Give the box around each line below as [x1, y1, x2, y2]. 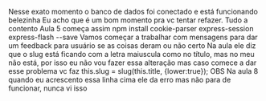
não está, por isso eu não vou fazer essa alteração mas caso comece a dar [8, 58, 257, 67]
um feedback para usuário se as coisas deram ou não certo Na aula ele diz [8, 41, 256, 50]
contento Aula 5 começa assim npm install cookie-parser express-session [8, 24, 254, 33]
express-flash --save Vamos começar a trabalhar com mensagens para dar [8, 32, 259, 42]
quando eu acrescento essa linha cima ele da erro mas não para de [8, 75, 231, 84]
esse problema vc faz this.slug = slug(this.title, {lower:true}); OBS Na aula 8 [8, 67, 259, 75]
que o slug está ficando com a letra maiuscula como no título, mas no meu [8, 50, 255, 59]
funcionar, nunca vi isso [8, 83, 88, 93]
